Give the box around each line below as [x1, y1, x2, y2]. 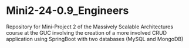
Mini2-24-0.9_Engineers [6, 4, 129, 17]
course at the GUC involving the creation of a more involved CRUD [6, 29, 167, 36]
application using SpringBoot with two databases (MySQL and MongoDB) [6, 35, 184, 42]
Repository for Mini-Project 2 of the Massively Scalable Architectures [6, 23, 174, 30]
